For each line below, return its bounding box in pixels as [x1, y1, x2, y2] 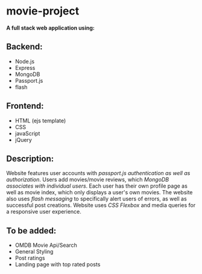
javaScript [14, 130, 40, 137]
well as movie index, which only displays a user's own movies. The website [6, 189, 193, 196]
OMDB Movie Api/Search [14, 241, 77, 249]
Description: [6, 153, 54, 164]
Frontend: [6, 101, 44, 111]
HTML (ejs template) [14, 116, 66, 124]
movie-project [6, 4, 80, 18]
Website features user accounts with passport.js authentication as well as [6, 170, 191, 177]
